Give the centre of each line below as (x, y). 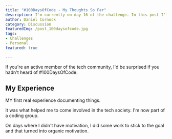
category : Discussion (28, 24)
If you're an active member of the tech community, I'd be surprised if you (82, 67)
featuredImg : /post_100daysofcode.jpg (47, 29)
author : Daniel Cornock (31, 19)
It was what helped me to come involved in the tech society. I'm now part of (85, 110)
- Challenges (19, 39)
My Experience (30, 88)
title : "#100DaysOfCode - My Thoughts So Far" (56, 10)
